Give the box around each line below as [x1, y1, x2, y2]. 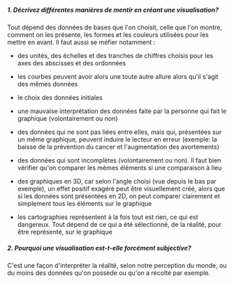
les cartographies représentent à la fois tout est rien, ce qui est [17, 213, 198, 221]
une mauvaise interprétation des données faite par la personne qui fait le [17, 107, 227, 115]
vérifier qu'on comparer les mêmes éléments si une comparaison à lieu [17, 163, 222, 172]
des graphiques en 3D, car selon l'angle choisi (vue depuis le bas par [17, 177, 217, 185]
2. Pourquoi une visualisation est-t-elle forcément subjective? [7, 244, 192, 252]
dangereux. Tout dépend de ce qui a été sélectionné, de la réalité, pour [17, 220, 222, 228]
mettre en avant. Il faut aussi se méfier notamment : [7, 38, 156, 46]
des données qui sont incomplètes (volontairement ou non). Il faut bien [17, 156, 221, 164]
